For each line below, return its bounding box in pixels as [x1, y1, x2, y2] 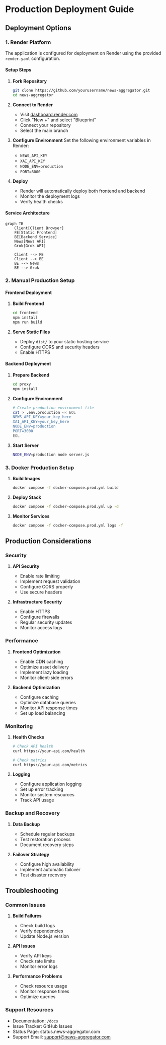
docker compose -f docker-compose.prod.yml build [12, 485, 119, 490]
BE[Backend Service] [14, 235, 57, 240]
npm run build [12, 320, 42, 325]
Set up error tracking [20, 786, 63, 792]
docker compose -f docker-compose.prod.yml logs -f [12, 522, 123, 528]
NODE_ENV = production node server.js [12, 452, 90, 457]
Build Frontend [12, 301, 44, 307]
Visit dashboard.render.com [20, 111, 78, 117]
